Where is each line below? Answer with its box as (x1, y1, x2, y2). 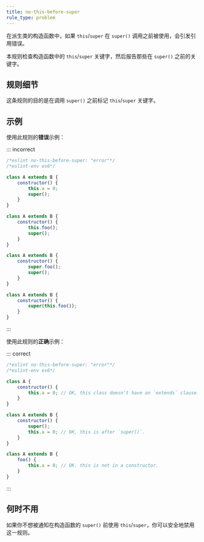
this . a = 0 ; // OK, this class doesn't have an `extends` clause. (28, 389, 200, 396)
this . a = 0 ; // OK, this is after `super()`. (28, 429, 146, 435)
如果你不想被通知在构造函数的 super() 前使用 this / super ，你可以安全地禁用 (6, 521, 195, 529)
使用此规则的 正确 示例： (6, 338, 65, 345)
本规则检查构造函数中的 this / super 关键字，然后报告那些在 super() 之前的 (6, 52, 191, 60)
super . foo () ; (28, 264, 61, 270)
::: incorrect (6, 146, 35, 153)
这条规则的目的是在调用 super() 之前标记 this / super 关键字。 (6, 97, 159, 104)
